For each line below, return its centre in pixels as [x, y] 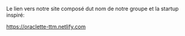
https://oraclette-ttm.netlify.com [46, 27]
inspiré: [16, 15]
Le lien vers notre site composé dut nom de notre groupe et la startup [92, 9]
